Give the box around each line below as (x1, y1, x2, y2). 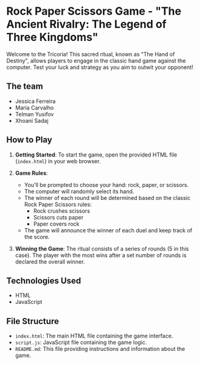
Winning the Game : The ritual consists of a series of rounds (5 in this (15, 245, 189, 252)
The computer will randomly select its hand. (24, 188, 134, 195)
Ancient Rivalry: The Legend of (6, 17, 167, 31)
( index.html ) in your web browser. (15, 157, 101, 164)
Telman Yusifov (15, 110, 54, 117)
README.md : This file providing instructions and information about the (15, 345, 186, 353)
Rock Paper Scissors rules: (24, 201, 92, 208)
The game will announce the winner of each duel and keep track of (24, 226, 193, 234)
